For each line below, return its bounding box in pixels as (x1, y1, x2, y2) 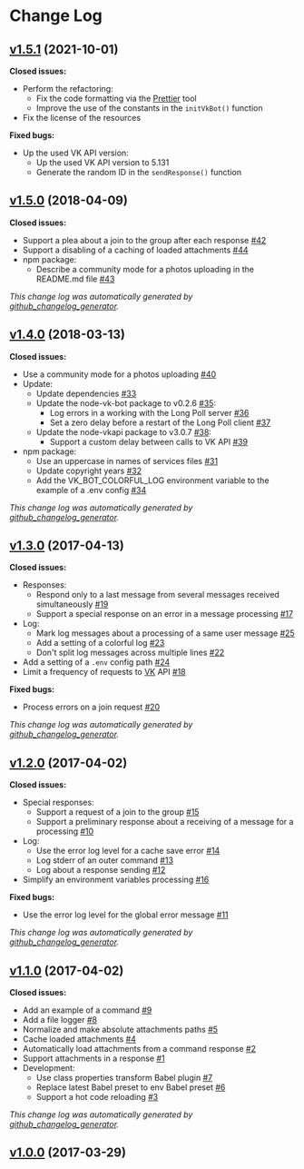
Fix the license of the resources (22, 113, 142, 123)
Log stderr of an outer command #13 (35, 855, 174, 866)
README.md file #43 (35, 273, 115, 284)
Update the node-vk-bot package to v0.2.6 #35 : (35, 397, 216, 409)
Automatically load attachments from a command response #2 (22, 1044, 257, 1055)
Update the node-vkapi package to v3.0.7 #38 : (35, 426, 211, 437)
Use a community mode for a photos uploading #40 (22, 369, 217, 380)
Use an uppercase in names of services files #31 (35, 455, 219, 466)
